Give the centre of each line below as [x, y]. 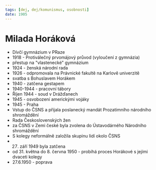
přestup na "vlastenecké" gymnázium [50, 63]
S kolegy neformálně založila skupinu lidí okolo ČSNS [66, 136]
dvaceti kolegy [27, 157]
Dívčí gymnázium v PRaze [38, 52]
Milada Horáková [40, 39]
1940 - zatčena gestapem [38, 84]
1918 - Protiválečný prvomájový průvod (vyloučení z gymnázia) [76, 58]
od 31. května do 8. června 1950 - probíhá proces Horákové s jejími [80, 152]
